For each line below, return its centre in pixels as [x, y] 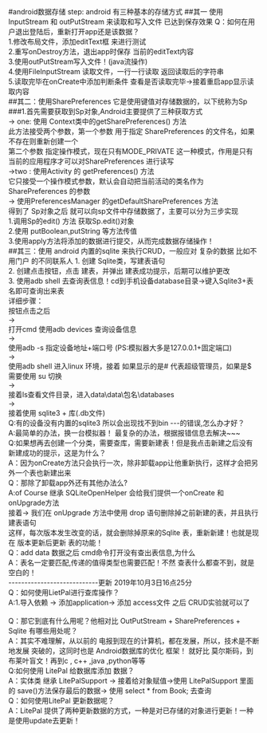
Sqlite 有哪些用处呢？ [43, 631]
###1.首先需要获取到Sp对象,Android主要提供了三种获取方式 [106, 111]
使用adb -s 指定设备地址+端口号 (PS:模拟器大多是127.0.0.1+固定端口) [120, 348]
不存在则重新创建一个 [43, 141]
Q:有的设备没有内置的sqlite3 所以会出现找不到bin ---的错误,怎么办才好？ [127, 423]
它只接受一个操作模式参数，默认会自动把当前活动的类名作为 [106, 181]
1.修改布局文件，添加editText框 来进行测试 [77, 41]
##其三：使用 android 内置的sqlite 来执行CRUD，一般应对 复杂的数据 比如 [129, 251]
